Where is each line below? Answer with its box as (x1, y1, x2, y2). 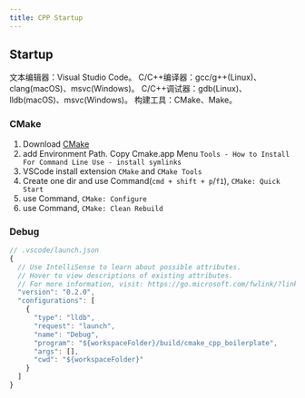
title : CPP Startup (9, 13, 84, 23)
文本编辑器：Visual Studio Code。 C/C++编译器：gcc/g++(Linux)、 (9, 72, 261, 83)
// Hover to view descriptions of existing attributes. (17, 271, 233, 280)
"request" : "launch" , (33, 321, 116, 331)
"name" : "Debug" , (33, 330, 100, 339)
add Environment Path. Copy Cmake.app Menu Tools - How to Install (22, 148, 290, 159)
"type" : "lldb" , (33, 314, 95, 323)
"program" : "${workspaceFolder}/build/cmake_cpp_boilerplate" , (33, 338, 279, 347)
